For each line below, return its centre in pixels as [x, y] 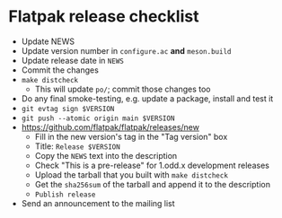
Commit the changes [60, 70]
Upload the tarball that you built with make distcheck [131, 174]
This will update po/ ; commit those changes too [123, 89]
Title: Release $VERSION [77, 146]
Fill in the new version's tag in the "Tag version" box [131, 136]
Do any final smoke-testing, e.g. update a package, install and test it [147, 98]
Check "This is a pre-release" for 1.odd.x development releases [152, 165]
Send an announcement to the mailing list [98, 203]
